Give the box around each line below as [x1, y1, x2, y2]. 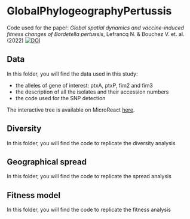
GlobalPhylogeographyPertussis [7, 4, 172, 18]
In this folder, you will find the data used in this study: [7, 70, 138, 77]
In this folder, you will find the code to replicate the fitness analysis [7, 206, 171, 214]
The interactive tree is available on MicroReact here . [7, 106, 135, 113]
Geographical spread [7, 157, 87, 167]
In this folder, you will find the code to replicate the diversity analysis [7, 139, 176, 146]
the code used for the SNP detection [15, 94, 106, 101]
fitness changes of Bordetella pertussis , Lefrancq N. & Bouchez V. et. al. [7, 30, 185, 37]
